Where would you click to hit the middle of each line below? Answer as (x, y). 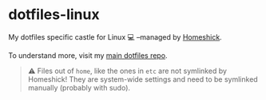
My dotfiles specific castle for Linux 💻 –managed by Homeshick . (115, 37)
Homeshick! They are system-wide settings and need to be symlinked (143, 79)
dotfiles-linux (54, 15)
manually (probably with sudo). (79, 87)
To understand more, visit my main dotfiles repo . (88, 55)
